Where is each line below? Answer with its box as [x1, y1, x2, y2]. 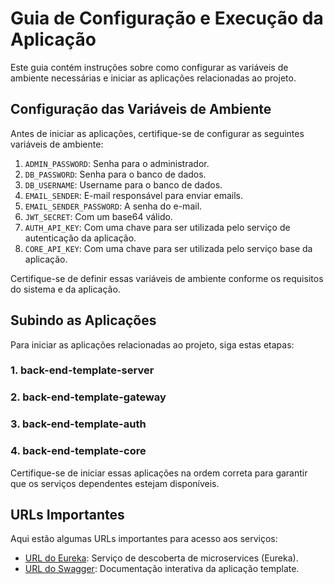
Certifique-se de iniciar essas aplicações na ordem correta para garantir [10, 467, 308, 479]
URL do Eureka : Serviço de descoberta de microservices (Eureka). [24, 552, 299, 564]
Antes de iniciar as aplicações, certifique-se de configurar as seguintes [10, 127, 305, 139]
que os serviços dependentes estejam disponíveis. [10, 477, 220, 489]
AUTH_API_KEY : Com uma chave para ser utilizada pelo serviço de [24, 221, 291, 233]
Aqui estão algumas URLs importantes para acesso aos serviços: [10, 533, 278, 545]
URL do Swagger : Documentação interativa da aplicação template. [24, 563, 300, 575]
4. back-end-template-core [10, 444, 147, 458]
